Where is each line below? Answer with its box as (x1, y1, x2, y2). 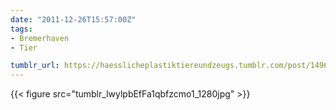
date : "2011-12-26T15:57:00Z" (10, 14, 137, 25)
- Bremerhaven (10, 33, 70, 43)
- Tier (10, 42, 38, 53)
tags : (10, 24, 33, 34)
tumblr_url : (10, 61, 60, 71)
